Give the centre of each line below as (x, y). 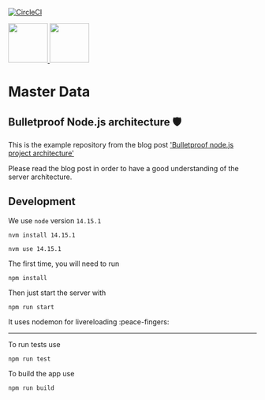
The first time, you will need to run (64, 264)
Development (42, 202)
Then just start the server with (57, 293)
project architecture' (41, 153)
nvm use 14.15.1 (35, 249)
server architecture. (40, 177)
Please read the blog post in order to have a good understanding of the (123, 168)
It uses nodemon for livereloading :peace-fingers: (89, 321)
